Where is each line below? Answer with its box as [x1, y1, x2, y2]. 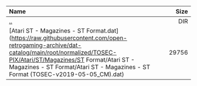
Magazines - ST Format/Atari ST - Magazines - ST [9, 63, 151, 71]
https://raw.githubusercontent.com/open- [11, 34, 127, 42]
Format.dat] [86, 27, 119, 34]
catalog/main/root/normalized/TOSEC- [9, 49, 117, 56]
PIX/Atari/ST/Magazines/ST [9, 56, 85, 63]
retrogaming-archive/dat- [9, 41, 82, 49]
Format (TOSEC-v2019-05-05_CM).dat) [9, 70, 124, 78]
